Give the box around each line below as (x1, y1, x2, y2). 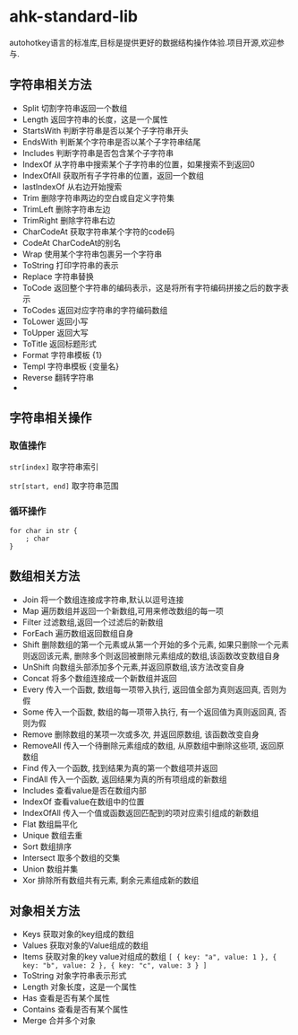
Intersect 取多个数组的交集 (21, 852, 121, 863)
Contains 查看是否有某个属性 (21, 1004, 129, 1015)
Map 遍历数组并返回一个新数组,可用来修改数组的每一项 (21, 605, 224, 616)
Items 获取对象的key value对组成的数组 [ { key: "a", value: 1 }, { (21, 952, 277, 962)
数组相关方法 (9, 568, 81, 584)
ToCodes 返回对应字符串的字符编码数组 (21, 304, 168, 315)
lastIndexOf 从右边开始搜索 (21, 181, 123, 192)
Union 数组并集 (21, 864, 79, 874)
